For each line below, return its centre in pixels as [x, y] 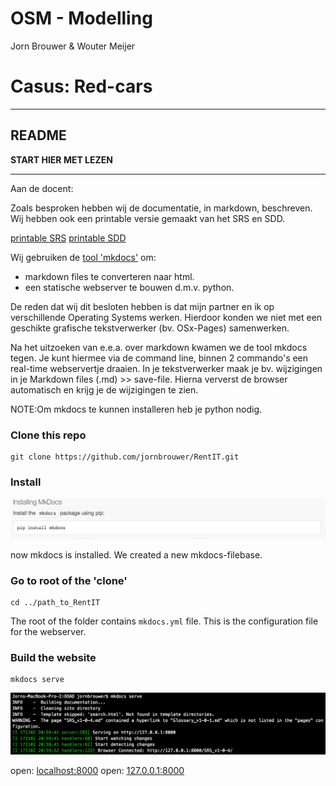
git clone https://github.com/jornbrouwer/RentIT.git [125, 457]
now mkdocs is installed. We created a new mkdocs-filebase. [136, 554]
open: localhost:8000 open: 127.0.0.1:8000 [97, 771]
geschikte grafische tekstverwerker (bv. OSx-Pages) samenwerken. [150, 328]
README [38, 135]
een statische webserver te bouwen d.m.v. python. [129, 287]
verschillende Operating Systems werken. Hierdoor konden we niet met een [166, 317]
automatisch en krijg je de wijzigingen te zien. [104, 389]
